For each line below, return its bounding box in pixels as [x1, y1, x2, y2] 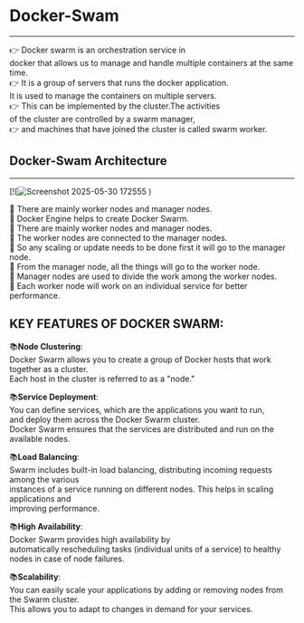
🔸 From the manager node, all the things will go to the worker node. [9, 261, 261, 272]
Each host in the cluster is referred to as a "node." [9, 373, 195, 384]
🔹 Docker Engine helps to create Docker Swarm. [9, 213, 189, 224]
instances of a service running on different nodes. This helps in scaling [9, 484, 274, 494]
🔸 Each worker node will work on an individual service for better [9, 280, 248, 291]
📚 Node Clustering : [9, 340, 83, 351]
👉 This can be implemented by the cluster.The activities [9, 101, 221, 111]
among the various [9, 474, 80, 484]
